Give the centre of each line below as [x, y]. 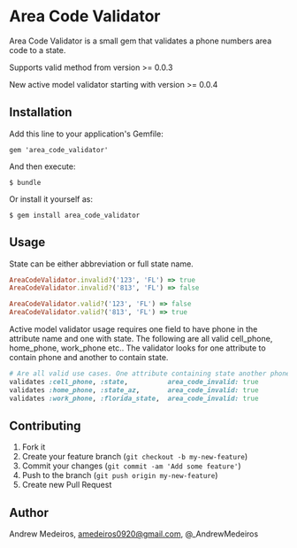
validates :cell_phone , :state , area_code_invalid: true [134, 382]
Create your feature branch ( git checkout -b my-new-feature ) [135, 457]
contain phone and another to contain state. [89, 358]
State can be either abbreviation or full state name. [102, 264]
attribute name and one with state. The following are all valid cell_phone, [141, 339]
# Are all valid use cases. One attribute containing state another [138, 374]
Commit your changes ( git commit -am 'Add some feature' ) [131, 466]
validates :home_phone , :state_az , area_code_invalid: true [134, 390]
